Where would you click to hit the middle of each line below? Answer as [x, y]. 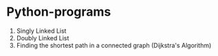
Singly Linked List [41, 31]
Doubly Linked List [43, 38]
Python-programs [59, 12]
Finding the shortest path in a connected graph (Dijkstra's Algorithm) [114, 45]
